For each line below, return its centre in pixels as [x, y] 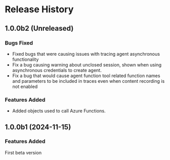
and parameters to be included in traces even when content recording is [88, 81]
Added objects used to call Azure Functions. [59, 111]
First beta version [23, 152]
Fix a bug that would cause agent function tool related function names [86, 76]
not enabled [25, 86]
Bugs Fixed [19, 43]
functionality [25, 59]
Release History [39, 9]
